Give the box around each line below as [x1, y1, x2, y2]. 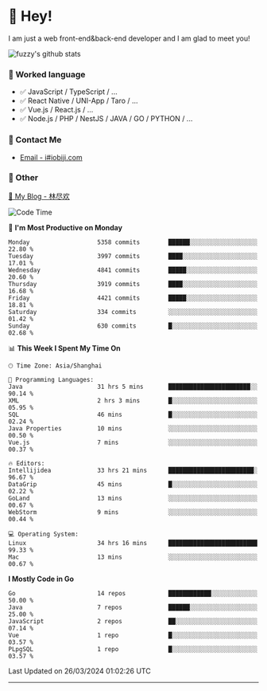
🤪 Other [8, 172, 38, 183]
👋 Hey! [8, 7, 53, 26]
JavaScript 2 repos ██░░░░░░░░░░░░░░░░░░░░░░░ [8, 617, 258, 625]
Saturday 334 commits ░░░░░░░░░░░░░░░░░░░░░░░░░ [8, 308, 258, 316]
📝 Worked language [8, 69, 86, 80]
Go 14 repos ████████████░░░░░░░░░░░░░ [8, 589, 258, 597]
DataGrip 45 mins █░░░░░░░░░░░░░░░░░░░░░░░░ [8, 480, 258, 489]
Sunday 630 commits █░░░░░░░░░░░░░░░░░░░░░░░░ [8, 322, 258, 330]
